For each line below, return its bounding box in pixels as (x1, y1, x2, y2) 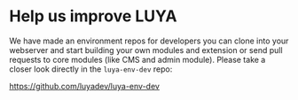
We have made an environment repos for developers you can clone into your (9, 35, 289, 46)
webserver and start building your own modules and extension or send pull (9, 44, 283, 55)
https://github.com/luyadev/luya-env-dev (9, 81, 160, 91)
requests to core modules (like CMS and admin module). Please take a (9, 54, 266, 65)
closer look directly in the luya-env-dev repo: (9, 64, 173, 74)
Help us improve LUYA (9, 6, 177, 27)
